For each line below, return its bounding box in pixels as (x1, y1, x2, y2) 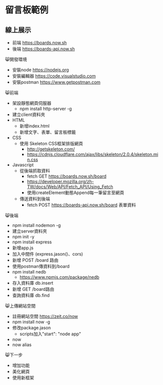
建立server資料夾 (12, 228, 47, 234)
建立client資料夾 (12, 112, 45, 117)
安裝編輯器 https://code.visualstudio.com (12, 73, 96, 79)
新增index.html (19, 123, 50, 129)
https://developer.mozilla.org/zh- (27, 179, 94, 184)
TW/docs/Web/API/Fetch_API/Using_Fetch (27, 184, 113, 190)
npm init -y (12, 234, 34, 239)
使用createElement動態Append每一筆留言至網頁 (27, 190, 125, 195)
